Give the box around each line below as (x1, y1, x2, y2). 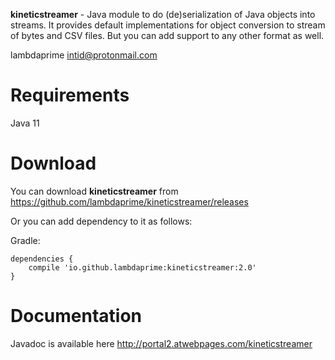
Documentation (10, 305, 143, 328)
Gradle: (10, 234, 41, 246)
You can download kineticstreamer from (10, 185, 179, 197)
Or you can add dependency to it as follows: (10, 215, 193, 227)
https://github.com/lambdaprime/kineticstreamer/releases (10, 195, 249, 208)
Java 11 (10, 117, 40, 129)
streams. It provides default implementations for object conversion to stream (10, 19, 326, 31)
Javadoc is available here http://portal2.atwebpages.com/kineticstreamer (10, 337, 313, 349)
